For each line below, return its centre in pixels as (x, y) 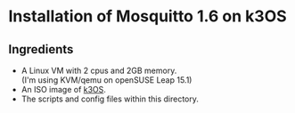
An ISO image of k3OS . (63, 89)
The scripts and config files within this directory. (110, 99)
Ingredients (41, 49)
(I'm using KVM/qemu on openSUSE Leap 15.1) (107, 80)
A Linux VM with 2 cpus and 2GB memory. (99, 70)
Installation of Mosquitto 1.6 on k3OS (147, 16)
